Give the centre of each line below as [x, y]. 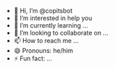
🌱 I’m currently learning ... [51, 25]
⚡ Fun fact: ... [33, 58]
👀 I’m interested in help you [53, 18]
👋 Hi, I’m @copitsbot [43, 11]
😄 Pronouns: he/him [43, 51]
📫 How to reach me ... [46, 41]
